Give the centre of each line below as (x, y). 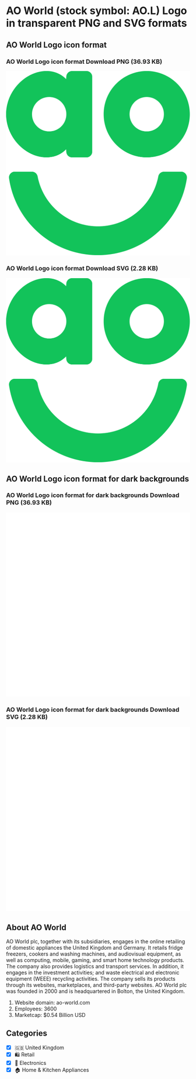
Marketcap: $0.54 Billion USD (50, 1015)
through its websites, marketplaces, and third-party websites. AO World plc (97, 985)
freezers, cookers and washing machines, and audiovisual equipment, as (94, 954)
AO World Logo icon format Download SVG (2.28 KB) (82, 269)
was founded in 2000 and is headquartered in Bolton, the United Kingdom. (96, 991)
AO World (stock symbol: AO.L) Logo (97, 11)
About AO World (36, 927)
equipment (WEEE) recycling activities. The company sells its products (91, 978)
